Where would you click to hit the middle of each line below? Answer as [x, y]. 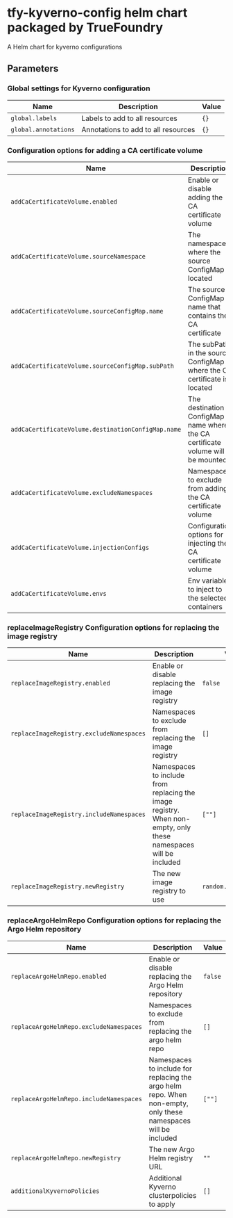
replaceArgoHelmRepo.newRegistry [66, 1158]
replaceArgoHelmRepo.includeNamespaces [76, 1099]
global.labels [34, 118]
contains [202, 316]
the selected [208, 598]
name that [204, 307]
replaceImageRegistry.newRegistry [68, 887]
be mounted [207, 460]
